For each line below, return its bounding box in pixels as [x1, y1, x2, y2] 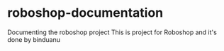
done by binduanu [7, 35, 60, 43]
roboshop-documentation [7, 5, 164, 21]
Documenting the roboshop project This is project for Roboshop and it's [7, 28, 218, 36]
